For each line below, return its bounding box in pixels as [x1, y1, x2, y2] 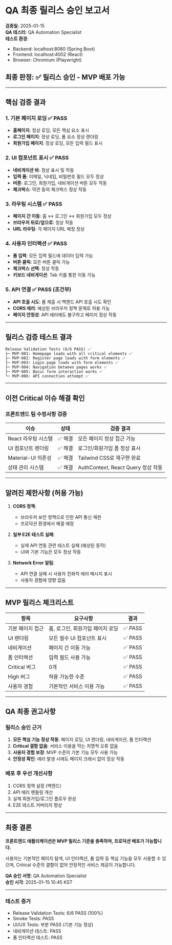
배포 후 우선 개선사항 [5, 770, 53, 777]
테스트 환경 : [5, 35, 29, 42]
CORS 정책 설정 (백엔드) [12, 783, 61, 789]
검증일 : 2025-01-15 [5, 23, 45, 29]
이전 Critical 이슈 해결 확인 [5, 394, 85, 403]
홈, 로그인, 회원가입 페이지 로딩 [48, 625, 119, 632]
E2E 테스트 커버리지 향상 [12, 802, 62, 808]
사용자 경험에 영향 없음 [20, 577, 66, 583]
